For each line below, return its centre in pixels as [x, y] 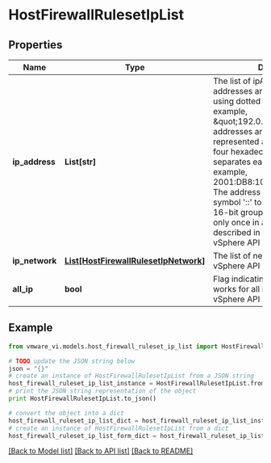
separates [232, 162]
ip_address [34, 162]
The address [236, 192]
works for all [236, 289]
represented [236, 141]
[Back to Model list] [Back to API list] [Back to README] [101, 451]
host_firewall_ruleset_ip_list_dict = [73, 421]
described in [236, 232]
